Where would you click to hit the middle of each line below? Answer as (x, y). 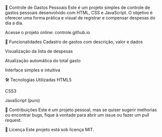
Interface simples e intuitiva (33, 70)
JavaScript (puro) (23, 100)
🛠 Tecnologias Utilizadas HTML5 (38, 80)
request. (13, 120)
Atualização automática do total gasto (43, 60)
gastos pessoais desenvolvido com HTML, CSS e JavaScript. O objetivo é (79, 13)
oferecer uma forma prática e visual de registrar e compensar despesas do (80, 18)
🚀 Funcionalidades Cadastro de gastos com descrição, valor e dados (74, 42)
